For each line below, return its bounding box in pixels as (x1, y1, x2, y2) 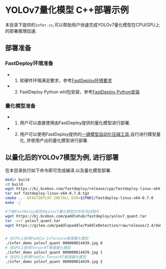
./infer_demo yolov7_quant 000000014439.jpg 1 (5, 250, 103, 255)
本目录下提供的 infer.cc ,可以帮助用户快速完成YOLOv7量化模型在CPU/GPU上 (5, 22, 160, 28)
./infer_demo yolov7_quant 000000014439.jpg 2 (5, 259, 103, 264)
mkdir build (5, 177, 30, 182)
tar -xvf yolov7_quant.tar (5, 218, 61, 223)
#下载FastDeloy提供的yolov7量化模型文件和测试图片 (5, 209, 100, 214)
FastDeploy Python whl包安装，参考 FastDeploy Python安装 (19, 89, 140, 94)
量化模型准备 (5, 102, 36, 109)
